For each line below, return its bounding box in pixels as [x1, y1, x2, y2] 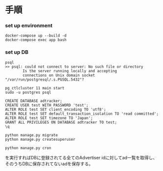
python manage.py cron [5, 145, 51, 150]
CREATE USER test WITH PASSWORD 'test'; [5, 103, 89, 107]
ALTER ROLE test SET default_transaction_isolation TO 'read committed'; [5, 111, 159, 116]
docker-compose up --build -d [5, 33, 67, 38]
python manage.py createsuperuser [5, 137, 76, 142]
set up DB [5, 49, 28, 56]
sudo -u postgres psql [5, 90, 51, 95]
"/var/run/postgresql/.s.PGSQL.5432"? [5, 77, 84, 82]
